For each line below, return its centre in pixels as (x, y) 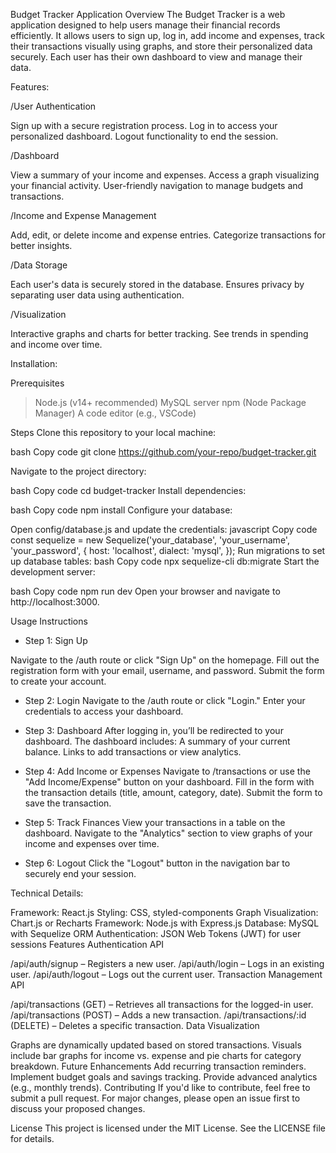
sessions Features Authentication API (87, 944)
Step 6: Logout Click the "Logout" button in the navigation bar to (157, 863)
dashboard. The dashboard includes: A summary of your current (157, 741)
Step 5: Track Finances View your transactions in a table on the (155, 822)
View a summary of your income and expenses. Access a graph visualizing (165, 175)
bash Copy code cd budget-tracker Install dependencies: (128, 490)
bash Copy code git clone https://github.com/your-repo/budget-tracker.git (163, 452)
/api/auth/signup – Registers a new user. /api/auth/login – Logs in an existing (167, 963)
